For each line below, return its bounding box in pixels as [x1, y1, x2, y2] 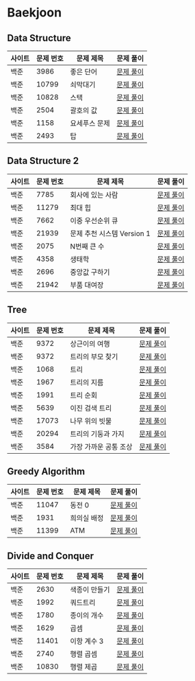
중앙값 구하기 [70, 267, 110, 277]
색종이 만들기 [70, 585, 110, 595]
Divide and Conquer [7, 550, 94, 562]
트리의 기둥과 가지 [70, 429, 125, 439]
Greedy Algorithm [7, 465, 86, 478]
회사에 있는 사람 [70, 190, 118, 200]
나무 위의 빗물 [70, 416, 112, 426]
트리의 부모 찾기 [70, 351, 118, 361]
